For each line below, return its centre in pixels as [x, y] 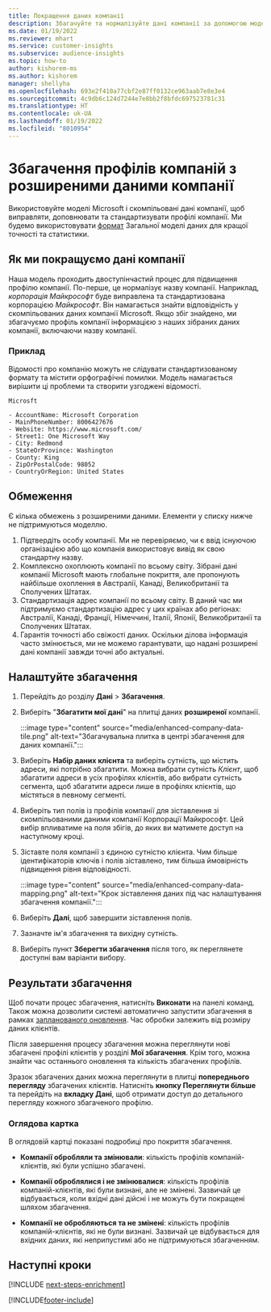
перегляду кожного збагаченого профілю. [81, 1103]
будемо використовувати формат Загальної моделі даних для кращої [128, 225]
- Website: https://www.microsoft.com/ [75, 429]
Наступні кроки [50, 1265]
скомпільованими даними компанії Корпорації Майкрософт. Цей [132, 819]
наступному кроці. [52, 837]
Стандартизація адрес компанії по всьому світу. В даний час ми [131, 600]
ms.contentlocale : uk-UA [50, 114]
